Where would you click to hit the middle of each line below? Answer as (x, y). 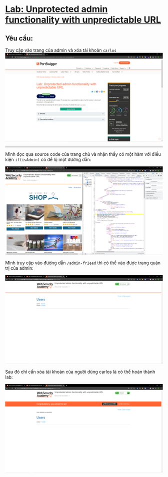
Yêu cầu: (19, 38)
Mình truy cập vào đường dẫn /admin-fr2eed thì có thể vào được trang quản (83, 263)
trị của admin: (19, 268)
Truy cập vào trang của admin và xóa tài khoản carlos (61, 50)
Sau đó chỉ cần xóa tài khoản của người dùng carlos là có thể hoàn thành (80, 372)
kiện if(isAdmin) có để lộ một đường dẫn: (48, 159)
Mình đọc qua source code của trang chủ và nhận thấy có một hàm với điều (83, 154)
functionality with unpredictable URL (83, 20)
